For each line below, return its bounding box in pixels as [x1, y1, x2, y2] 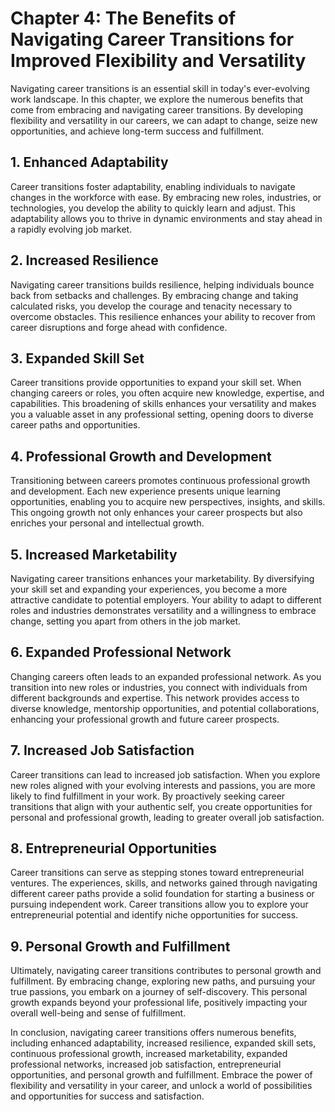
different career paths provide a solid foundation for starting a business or [10, 888, 315, 900]
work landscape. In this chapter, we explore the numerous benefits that [10, 93, 304, 105]
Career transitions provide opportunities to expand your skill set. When [10, 377, 302, 389]
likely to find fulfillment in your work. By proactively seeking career [10, 790, 286, 802]
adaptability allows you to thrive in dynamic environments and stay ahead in [10, 212, 323, 224]
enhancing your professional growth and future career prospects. [10, 713, 280, 725]
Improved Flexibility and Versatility [10, 50, 307, 72]
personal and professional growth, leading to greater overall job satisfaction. [10, 811, 325, 823]
